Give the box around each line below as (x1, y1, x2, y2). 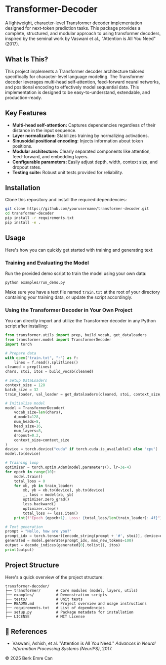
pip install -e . (5, 220, 41, 225)
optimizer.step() (23, 506, 58, 511)
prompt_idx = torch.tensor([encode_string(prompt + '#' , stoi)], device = (5, 533, 161, 538)
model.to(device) (5, 451, 41, 456)
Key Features (5, 109, 47, 117)
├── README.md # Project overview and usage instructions (5, 601, 147, 606)
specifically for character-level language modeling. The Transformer (5, 73, 144, 80)
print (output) (5, 547, 35, 552)
